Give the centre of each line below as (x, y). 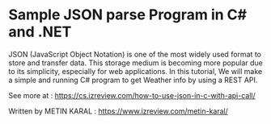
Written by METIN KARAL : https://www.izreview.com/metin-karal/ (119, 111)
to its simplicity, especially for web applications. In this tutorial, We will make (135, 71)
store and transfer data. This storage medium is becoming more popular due (135, 63)
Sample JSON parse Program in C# (128, 15)
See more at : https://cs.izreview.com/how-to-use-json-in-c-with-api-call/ (132, 95)
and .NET (40, 32)
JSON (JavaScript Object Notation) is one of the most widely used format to (135, 54)
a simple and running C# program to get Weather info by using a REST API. (133, 80)
